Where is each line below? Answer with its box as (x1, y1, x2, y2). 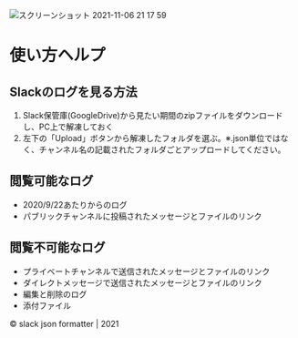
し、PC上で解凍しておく (22, 121, 114, 132)
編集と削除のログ (22, 288, 87, 300)
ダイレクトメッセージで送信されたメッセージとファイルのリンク (22, 277, 262, 288)
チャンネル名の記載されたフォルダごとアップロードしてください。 (38, 144, 286, 155)
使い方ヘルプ (9, 46, 107, 66)
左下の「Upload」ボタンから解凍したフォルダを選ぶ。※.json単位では (22, 133, 281, 143)
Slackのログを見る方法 (9, 84, 139, 99)
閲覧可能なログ (9, 173, 94, 189)
